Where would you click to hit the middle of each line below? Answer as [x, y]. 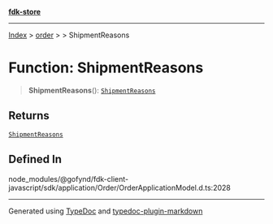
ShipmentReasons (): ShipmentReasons [92, 90]
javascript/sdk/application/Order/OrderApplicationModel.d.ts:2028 [120, 187]
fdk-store [25, 12]
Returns [29, 116]
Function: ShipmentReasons [106, 68]
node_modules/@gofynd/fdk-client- [68, 179]
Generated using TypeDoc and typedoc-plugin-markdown [106, 211]
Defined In [35, 159]
